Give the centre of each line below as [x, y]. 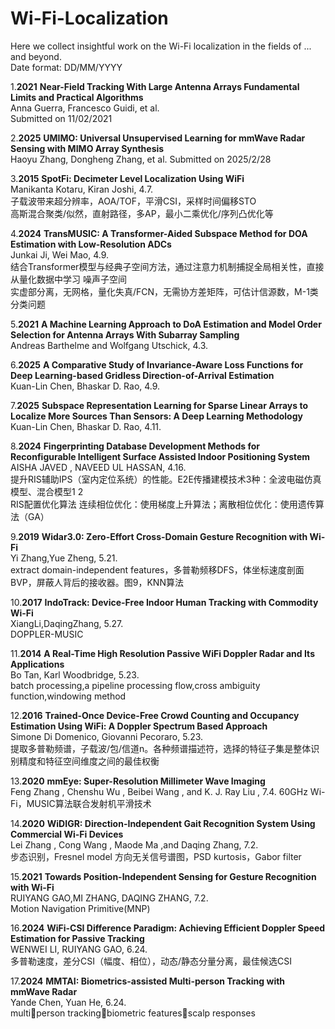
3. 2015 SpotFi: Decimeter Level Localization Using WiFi [127, 178]
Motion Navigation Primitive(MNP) [80, 908]
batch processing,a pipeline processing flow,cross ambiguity [135, 685]
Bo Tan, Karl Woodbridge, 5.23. [75, 674]
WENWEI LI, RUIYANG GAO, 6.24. [79, 949]
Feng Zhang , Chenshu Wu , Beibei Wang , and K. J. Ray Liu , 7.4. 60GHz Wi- [168, 791]
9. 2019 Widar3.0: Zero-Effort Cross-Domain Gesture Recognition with [159, 536]
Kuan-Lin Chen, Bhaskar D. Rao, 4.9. [85, 386]
